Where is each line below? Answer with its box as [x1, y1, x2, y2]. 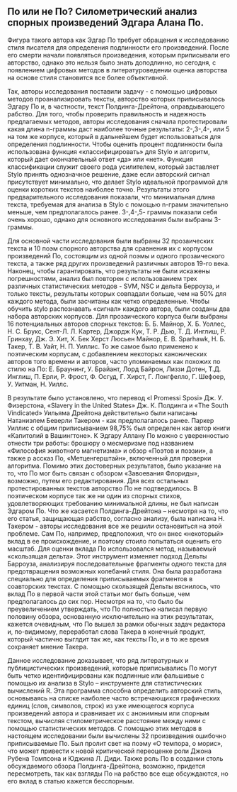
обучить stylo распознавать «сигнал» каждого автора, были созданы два [7, 304, 231, 313]
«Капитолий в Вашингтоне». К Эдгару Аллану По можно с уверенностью [7, 431, 229, 439]
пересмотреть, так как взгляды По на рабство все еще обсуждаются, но [7, 769, 229, 778]
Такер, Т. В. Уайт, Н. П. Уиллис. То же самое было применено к [7, 342, 198, 351]
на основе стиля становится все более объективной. [7, 73, 168, 82]
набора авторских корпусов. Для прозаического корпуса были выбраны [7, 312, 228, 320]
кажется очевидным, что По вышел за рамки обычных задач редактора [7, 620, 226, 628]
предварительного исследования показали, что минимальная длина [7, 192, 216, 201]
